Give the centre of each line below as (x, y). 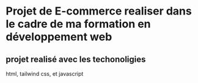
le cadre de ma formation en (78, 24)
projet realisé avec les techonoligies (76, 59)
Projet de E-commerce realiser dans (99, 11)
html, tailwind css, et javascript (45, 74)
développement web (59, 37)
